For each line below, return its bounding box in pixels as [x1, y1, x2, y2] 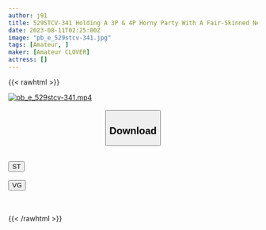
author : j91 [8, 11, 47, 20]
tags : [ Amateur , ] [8, 41, 69, 49]
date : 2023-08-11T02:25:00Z [8, 26, 101, 34]
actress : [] [8, 56, 47, 64]
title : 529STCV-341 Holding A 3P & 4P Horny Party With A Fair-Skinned [8, 19, 249, 27]
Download [109, 124, 157, 137]
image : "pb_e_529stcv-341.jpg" [8, 33, 112, 42]
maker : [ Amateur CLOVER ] [8, 48, 90, 56]
